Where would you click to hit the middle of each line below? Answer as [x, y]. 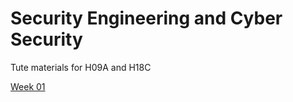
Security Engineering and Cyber [146, 18]
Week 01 [28, 86]
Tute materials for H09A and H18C [81, 67]
